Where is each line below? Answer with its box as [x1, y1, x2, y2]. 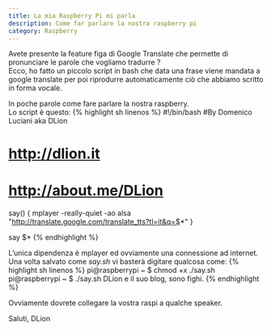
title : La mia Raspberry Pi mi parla [8, 11, 136, 20]
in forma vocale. [8, 83, 62, 93]
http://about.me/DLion [8, 181, 163, 199]
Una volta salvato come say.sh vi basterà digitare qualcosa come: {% [8, 256, 239, 266]
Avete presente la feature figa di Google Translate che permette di [8, 49, 229, 59]
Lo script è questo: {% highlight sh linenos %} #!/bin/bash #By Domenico [8, 107, 252, 117]
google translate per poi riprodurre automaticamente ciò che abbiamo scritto [8, 74, 264, 85]
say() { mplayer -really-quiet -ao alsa [8, 207, 132, 218]
